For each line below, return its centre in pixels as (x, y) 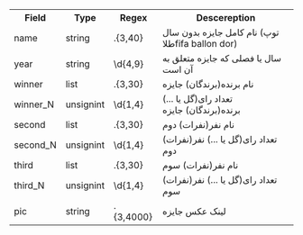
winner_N (34, 104)
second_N (35, 145)
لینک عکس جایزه (194, 211)
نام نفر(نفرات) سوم (200, 165)
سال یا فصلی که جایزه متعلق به (222, 58)
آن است (178, 69)
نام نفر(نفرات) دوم (198, 125)
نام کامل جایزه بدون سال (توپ (220, 32)
